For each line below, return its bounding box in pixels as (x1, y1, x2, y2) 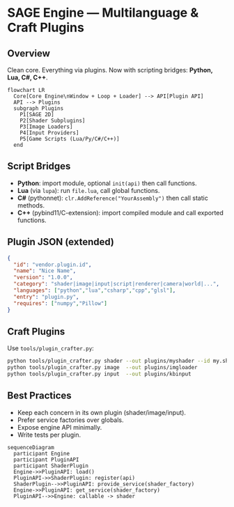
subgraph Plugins (13, 105, 64, 112)
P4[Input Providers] (19, 130, 79, 136)
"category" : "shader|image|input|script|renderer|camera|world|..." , (13, 281, 219, 288)
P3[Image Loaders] (19, 123, 73, 130)
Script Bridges (7, 160, 71, 172)
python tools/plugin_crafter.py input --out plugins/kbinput (7, 370, 192, 377)
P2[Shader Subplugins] (19, 117, 86, 124)
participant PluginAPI (13, 456, 79, 463)
